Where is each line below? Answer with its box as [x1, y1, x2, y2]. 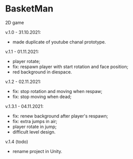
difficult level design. [12, 128, 56, 135]
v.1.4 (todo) [5, 138, 29, 144]
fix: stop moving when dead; [12, 93, 72, 99]
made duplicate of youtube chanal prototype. [12, 38, 106, 45]
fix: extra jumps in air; [12, 118, 58, 124]
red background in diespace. [12, 68, 72, 75]
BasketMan [5, 3, 54, 14]
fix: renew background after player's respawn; [12, 113, 108, 119]
